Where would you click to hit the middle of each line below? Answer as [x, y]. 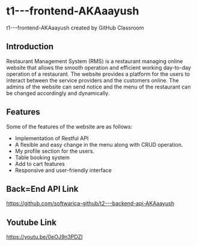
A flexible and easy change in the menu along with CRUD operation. [99, 144]
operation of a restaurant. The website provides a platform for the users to [98, 74]
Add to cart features [40, 164]
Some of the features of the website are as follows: [69, 126]
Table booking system [42, 157]
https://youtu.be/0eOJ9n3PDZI [44, 237]
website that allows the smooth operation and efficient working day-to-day [98, 67]
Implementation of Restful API [52, 138]
